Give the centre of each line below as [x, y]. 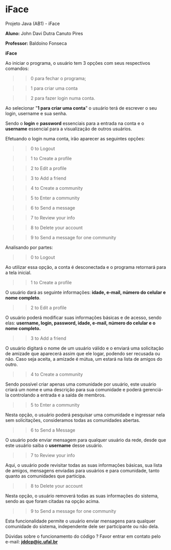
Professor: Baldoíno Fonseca [36, 43]
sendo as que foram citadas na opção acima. [53, 501]
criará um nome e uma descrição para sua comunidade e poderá [74, 389]
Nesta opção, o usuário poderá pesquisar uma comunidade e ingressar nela [85, 415]
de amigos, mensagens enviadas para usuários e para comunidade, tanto [82, 470]
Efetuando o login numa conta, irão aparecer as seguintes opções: [75, 138]
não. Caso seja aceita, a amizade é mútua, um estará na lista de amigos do [84, 359]
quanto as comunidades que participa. [46, 476]
